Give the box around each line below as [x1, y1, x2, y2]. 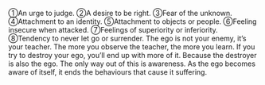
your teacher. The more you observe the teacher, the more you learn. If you [8, 42, 255, 52]
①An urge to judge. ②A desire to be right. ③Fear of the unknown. [8, 9, 232, 17]
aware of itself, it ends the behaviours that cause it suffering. [8, 68, 208, 76]
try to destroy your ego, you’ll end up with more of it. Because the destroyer [8, 51, 257, 60]
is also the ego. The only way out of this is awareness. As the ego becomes [8, 59, 256, 68]
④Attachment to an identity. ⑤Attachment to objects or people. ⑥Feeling [8, 17, 257, 26]
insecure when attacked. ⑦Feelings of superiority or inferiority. [8, 25, 219, 34]
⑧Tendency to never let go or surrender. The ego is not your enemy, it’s [8, 33, 247, 43]
